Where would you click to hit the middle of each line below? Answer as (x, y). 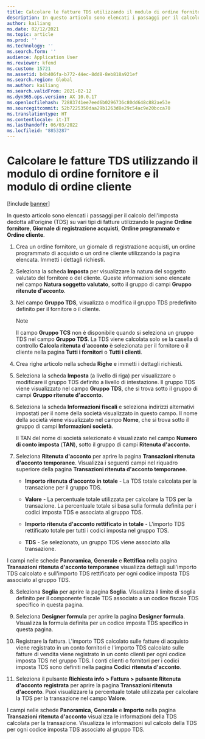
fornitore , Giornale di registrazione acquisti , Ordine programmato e (93, 228)
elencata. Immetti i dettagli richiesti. (60, 259)
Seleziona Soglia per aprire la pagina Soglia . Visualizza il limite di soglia (106, 592)
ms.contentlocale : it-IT (38, 119)
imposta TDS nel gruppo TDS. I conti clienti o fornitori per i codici (97, 660)
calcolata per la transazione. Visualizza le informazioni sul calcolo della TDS (102, 723)
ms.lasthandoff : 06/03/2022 (43, 125)
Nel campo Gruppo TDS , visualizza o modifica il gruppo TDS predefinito (106, 303)
